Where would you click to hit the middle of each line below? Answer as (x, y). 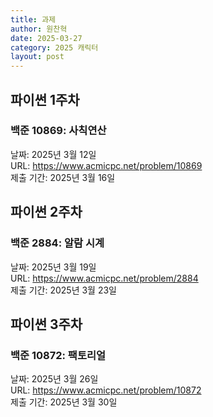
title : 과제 (33, 19)
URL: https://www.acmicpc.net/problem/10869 (106, 165)
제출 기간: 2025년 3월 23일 (63, 290)
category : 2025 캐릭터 (54, 47)
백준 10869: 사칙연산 (58, 131)
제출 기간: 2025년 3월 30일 (64, 402)
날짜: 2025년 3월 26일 (54, 379)
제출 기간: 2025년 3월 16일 (63, 177)
